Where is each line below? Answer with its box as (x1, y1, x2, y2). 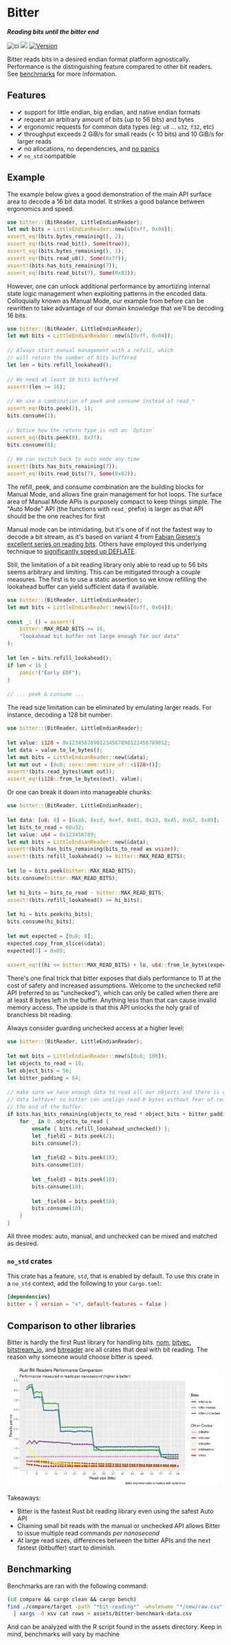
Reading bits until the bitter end (7, 28, 100, 36)
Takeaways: (7, 1494, 41, 1502)
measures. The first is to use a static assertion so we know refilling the (7, 575, 207, 583)
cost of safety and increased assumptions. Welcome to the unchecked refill (7, 981, 221, 990)
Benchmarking (7, 1563, 72, 1576)
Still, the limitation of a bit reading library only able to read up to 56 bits (7, 560, 208, 569)
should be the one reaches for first (7, 512, 105, 520)
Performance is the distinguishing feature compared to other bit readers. (7, 62, 213, 70)
